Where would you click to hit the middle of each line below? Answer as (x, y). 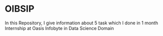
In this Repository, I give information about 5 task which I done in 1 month (81, 23)
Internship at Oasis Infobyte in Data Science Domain (59, 28)
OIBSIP (20, 9)
